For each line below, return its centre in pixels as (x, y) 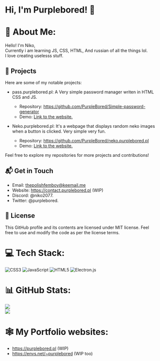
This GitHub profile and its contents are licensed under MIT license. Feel (77, 227)
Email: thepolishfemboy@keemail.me (49, 185)
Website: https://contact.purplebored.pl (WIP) (58, 190)
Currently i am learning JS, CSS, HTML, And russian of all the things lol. (76, 51)
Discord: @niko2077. (33, 195)
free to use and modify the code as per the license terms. (62, 232)
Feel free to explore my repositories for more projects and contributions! (77, 155)
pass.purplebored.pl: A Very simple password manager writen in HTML (83, 92)
